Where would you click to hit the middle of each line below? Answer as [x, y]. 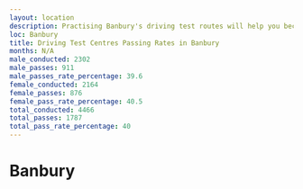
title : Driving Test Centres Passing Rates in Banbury [115, 43]
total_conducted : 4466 [52, 110]
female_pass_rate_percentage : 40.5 [76, 101]
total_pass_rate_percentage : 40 [70, 127]
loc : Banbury [34, 34]
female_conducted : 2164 [54, 85]
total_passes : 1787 [46, 118]
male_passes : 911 [42, 68]
